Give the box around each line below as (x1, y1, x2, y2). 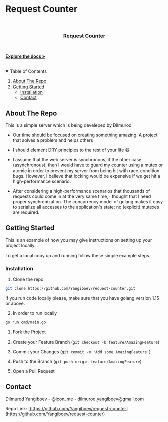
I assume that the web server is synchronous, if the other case (12, 157, 142, 163)
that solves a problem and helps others (12, 137, 93, 143)
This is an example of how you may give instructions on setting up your (5, 237, 152, 243)
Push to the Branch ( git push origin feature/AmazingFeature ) (12, 358, 142, 364)
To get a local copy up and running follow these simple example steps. (5, 252, 151, 258)
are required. (12, 209, 40, 215)
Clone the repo (12, 276, 44, 282)
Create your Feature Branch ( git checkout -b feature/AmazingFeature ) (12, 339, 160, 345)
